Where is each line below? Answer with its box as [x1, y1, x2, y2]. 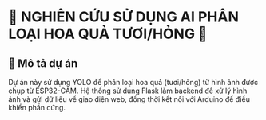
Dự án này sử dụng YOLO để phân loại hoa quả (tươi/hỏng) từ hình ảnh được [8, 78, 259, 87]
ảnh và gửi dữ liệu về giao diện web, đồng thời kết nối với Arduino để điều [8, 95, 250, 103]
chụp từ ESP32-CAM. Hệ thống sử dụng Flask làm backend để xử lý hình [8, 86, 248, 95]
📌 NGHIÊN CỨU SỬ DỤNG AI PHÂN [8, 8, 240, 26]
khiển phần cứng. [8, 103, 66, 112]
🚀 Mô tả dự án [8, 56, 78, 70]
